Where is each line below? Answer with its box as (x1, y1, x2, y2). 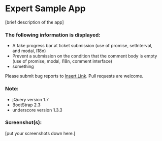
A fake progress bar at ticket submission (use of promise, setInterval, (12, 43, 153, 49)
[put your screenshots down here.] (5, 130, 75, 136)
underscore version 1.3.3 (12, 107, 63, 113)
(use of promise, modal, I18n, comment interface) (12, 58, 112, 64)
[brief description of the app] (5, 19, 64, 25)
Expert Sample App (5, 3, 86, 14)
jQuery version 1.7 (12, 96, 49, 102)
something (12, 63, 34, 69)
